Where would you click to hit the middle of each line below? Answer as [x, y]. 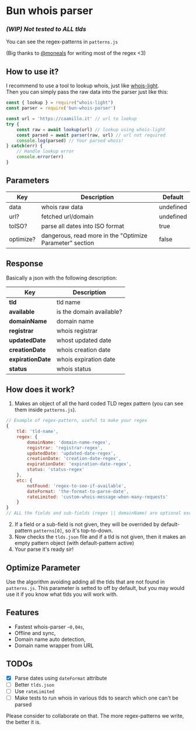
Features [22, 613]
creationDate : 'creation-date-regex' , [74, 459]
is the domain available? [89, 312]
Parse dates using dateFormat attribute [61, 678]
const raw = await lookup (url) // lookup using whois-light [91, 129]
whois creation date [83, 350]
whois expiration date [86, 359]
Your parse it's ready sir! [44, 550]
